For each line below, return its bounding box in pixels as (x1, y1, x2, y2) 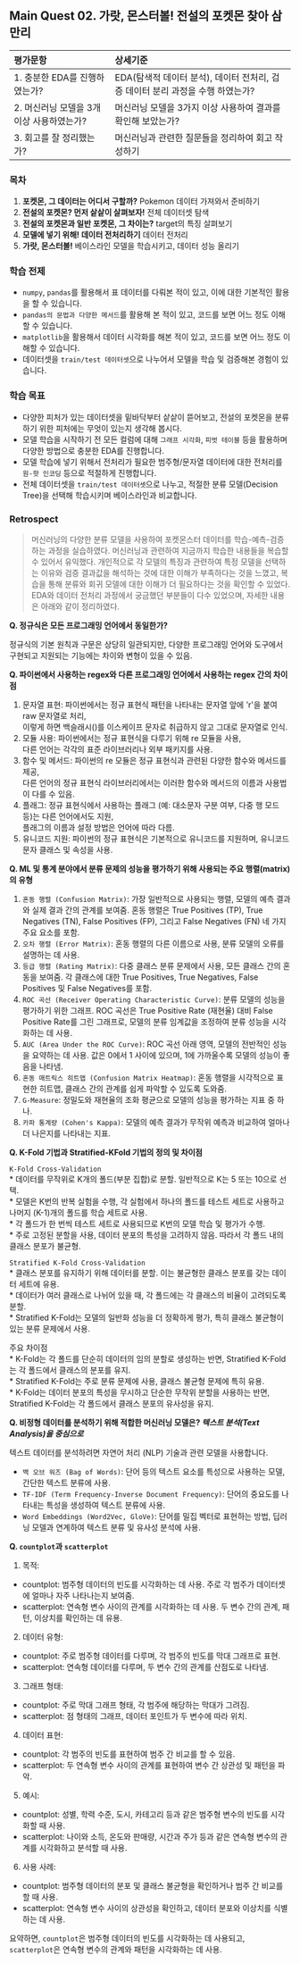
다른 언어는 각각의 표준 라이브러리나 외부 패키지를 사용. (21, 744, 213, 755)
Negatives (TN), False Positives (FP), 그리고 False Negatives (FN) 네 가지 (21, 916, 287, 926)
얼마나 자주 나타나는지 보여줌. (31, 1591, 135, 1600)
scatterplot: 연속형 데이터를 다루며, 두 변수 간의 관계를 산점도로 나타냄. (21, 1662, 270, 1672)
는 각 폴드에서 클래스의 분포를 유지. (9, 1365, 131, 1375)
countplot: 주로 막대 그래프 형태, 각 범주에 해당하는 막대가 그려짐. (21, 1700, 250, 1710)
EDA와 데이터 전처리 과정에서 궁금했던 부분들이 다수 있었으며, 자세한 (30, 590, 269, 600)
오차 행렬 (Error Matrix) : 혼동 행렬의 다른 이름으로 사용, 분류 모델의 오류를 (21, 939, 285, 948)
